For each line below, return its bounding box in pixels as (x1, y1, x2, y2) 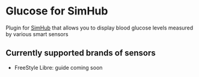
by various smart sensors (5, 30, 69, 37)
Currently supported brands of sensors (5, 48, 156, 58)
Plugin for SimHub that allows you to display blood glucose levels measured (5, 24, 194, 31)
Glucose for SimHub (5, 4, 108, 18)
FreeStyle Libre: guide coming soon (14, 64, 103, 71)
